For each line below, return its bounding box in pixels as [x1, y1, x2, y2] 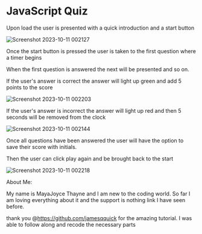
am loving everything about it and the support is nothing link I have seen [6, 196, 186, 203]
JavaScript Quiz [6, 4, 89, 18]
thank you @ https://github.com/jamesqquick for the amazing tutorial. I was [6, 214, 192, 221]
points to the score [6, 83, 53, 91]
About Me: [6, 178, 33, 185]
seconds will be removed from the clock [6, 113, 106, 121]
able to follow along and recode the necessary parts [6, 221, 136, 228]
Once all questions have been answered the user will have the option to [6, 137, 184, 144]
